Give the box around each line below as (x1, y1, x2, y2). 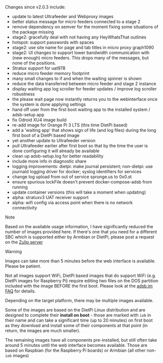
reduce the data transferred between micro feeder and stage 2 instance (12, 81, 157, 87)
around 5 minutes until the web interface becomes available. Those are (5, 343, 147, 348)
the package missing (12, 29, 54, 35)
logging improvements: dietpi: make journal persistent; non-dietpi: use (12, 163, 153, 169)
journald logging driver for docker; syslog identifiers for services (12, 169, 142, 174)
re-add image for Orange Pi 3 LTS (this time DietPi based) (12, 122, 128, 128)
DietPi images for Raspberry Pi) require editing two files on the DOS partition (5, 278, 159, 284)
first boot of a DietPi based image (12, 132, 80, 138)
